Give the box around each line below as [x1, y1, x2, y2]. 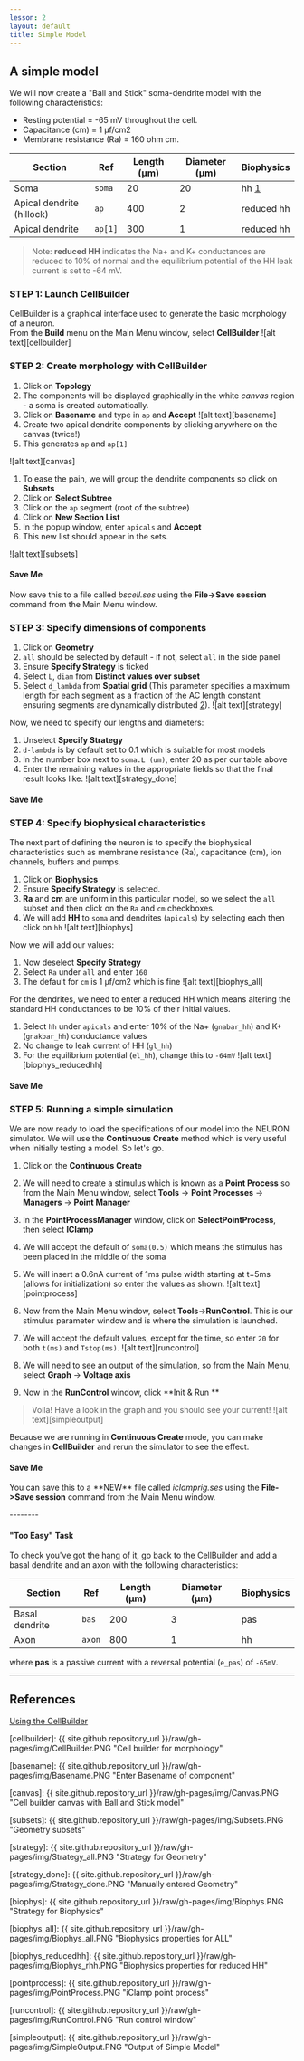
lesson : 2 [9, 13, 47, 23]
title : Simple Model [9, 30, 88, 39]
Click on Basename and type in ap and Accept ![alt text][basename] [22, 409, 277, 420]
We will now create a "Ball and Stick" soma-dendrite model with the [9, 88, 261, 99]
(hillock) [14, 208, 50, 221]
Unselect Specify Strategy [22, 735, 124, 746]
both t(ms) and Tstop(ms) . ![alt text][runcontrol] [22, 1342, 200, 1353]
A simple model [9, 63, 100, 79]
